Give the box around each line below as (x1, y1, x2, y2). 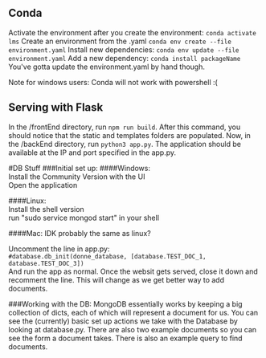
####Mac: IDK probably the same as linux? (8, 228, 151, 238)
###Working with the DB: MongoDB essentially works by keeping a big (8, 299, 243, 308)
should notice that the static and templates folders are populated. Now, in (8, 130, 252, 140)
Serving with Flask (8, 100, 104, 115)
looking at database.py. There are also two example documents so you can (8, 324, 257, 334)
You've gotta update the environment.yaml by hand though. (8, 62, 205, 71)
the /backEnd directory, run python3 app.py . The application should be (8, 139, 241, 148)
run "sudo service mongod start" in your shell (8, 213, 159, 222)
